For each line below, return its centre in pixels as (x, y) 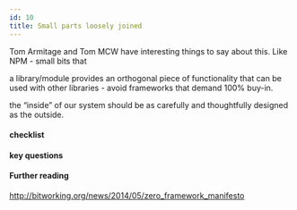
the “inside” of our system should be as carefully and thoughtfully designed (149, 105)
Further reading (39, 176)
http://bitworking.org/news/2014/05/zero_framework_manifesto (127, 195)
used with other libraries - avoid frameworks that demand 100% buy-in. (141, 88)
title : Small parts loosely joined (76, 26)
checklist (27, 135)
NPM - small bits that (48, 61)
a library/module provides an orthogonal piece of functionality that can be (146, 78)
